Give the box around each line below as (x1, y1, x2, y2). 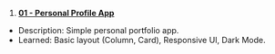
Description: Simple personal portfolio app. (17, 25, 179, 35)
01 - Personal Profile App (17, 8, 115, 18)
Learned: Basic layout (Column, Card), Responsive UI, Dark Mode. (17, 35, 266, 45)
